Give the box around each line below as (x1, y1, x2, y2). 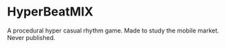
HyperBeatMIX (7, 4, 94, 20)
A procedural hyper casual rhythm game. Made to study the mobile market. (7, 26, 219, 34)
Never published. (7, 33, 56, 41)
